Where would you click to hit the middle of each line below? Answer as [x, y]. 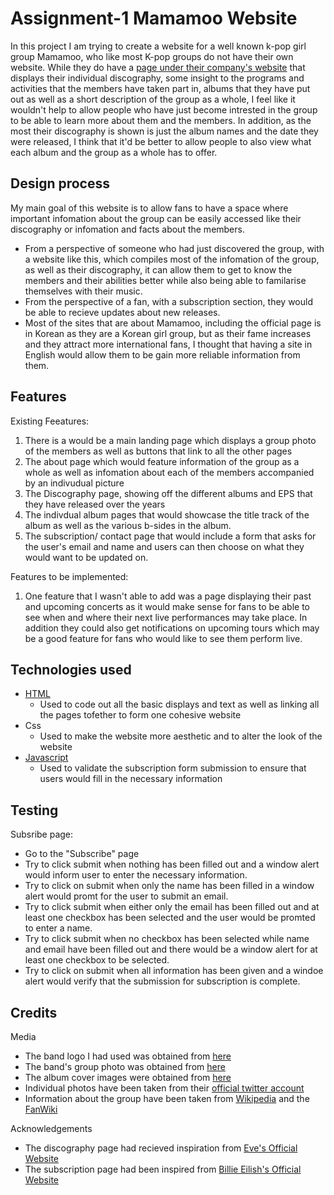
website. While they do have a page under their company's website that [158, 67]
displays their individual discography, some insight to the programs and [157, 78]
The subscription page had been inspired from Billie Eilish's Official [163, 1169]
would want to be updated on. [86, 557]
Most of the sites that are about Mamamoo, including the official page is [173, 323]
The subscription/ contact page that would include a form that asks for [170, 536]
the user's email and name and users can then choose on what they [164, 546]
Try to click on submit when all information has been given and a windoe [174, 971]
